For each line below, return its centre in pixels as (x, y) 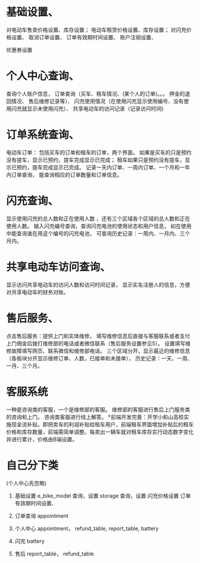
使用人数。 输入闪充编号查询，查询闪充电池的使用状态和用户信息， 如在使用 (99, 226)
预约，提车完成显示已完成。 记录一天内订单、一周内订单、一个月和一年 (103, 167)
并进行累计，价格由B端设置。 (42, 439)
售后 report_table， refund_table (54, 553)
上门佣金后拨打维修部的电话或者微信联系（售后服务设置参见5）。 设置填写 (96, 343)
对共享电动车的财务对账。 (37, 292)
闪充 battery (29, 541)
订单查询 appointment (41, 515)
